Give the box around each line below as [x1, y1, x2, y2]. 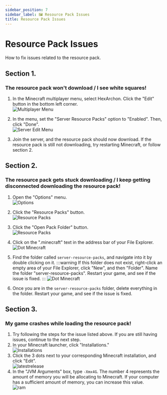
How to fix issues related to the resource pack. [5, 55, 101, 61]
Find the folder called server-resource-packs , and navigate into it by [12, 254, 152, 260]
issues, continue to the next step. [12, 336, 81, 343]
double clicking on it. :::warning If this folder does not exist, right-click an [12, 259, 163, 265]
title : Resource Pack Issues [5, 17, 66, 22]
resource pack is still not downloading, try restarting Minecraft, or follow [12, 142, 161, 148]
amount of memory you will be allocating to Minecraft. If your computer [12, 374, 159, 380]
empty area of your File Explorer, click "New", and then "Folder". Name [12, 265, 158, 271]
